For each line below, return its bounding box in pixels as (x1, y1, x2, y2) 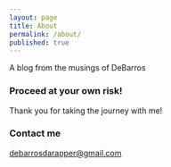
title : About (9, 21, 58, 30)
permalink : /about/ (9, 29, 82, 38)
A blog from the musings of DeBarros (9, 63, 146, 73)
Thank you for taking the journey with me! (9, 104, 163, 116)
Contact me (9, 127, 61, 139)
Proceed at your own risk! (9, 85, 123, 97)
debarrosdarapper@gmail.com (9, 147, 122, 158)
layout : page (9, 13, 58, 22)
